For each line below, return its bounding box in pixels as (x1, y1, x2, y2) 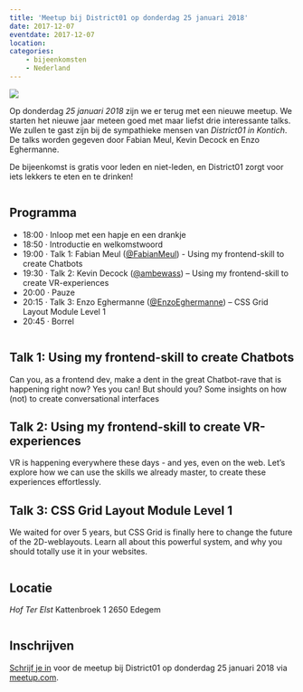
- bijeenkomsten (25, 55, 88, 64)
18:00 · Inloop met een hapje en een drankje (22, 229, 187, 240)
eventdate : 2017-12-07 (9, 30, 95, 39)
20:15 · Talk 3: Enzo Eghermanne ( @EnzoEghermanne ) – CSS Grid (22, 296, 269, 308)
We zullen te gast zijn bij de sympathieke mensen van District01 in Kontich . (9, 124, 288, 136)
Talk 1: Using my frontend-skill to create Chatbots (9, 350, 295, 365)
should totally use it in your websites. (9, 546, 147, 557)
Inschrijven (9, 639, 74, 654)
